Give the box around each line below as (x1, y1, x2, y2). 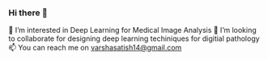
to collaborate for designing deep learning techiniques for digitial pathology (8, 34, 261, 43)
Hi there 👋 (8, 7, 49, 18)
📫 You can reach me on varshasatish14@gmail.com (8, 43, 182, 53)
